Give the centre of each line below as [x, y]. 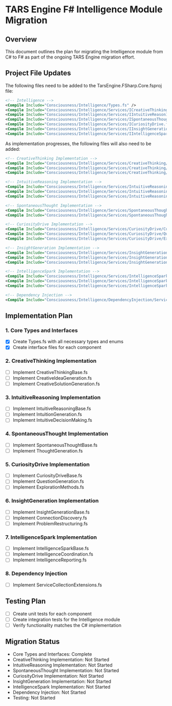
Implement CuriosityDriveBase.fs [47, 476]
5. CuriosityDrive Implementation [48, 464]
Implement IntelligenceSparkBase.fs [51, 548]
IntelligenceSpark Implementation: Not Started [62, 687]
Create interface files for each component [57, 347]
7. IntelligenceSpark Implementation [51, 537]
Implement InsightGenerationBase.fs [51, 512]
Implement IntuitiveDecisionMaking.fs [52, 420]
